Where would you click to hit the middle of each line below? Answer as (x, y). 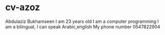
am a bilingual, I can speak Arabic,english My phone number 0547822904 (83, 26)
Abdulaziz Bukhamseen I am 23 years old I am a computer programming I (82, 21)
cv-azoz (23, 7)
